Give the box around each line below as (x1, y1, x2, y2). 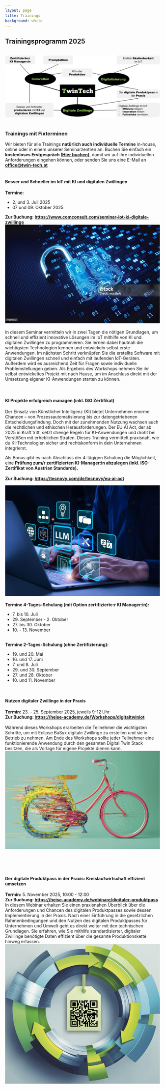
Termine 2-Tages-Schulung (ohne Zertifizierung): (5, 642, 109, 647)
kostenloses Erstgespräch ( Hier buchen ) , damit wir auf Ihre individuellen (5, 152, 154, 158)
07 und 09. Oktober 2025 (12, 204, 64, 210)
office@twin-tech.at (5, 162, 48, 168)
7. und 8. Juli (12, 661, 38, 668)
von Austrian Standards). (25, 465, 79, 471)
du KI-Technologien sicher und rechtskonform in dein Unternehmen (5, 440, 142, 446)
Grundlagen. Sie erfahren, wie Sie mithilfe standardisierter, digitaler (5, 928, 141, 934)
